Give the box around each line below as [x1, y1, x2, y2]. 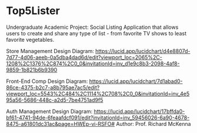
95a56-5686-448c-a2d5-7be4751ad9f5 [6, 96, 103, 104]
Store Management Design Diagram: [6, 47, 94, 54]
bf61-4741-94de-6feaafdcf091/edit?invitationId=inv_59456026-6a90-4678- [6, 114, 190, 121]
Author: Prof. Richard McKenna [116, 120, 191, 127]
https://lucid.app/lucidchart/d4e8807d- [95, 47, 191, 54]
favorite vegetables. [6, 36, 55, 43]
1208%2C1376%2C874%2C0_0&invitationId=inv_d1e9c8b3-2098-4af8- [6, 60, 180, 67]
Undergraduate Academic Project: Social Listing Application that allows [6, 24, 179, 31]
